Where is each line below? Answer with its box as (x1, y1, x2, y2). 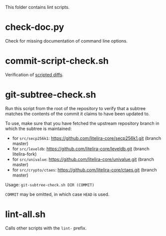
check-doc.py (5, 22, 65, 33)
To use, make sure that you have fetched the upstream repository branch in (5, 120, 160, 126)
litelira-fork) (12, 151, 37, 157)
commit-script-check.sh (5, 56, 109, 66)
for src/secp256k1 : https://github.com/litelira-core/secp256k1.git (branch (12, 135, 162, 141)
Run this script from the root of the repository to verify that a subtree (5, 105, 146, 111)
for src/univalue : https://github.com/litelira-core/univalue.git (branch (12, 156, 154, 162)
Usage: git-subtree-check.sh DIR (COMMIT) (5, 181, 94, 187)
